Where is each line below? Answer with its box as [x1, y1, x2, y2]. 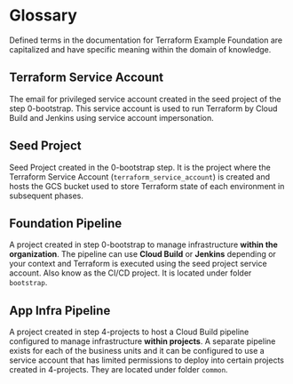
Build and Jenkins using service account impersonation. [9, 112, 215, 123]
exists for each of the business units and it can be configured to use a [9, 346, 265, 356]
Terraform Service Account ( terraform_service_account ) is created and [9, 171, 271, 182]
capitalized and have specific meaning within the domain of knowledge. [9, 44, 272, 54]
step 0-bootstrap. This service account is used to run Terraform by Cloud [9, 103, 278, 114]
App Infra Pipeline [9, 303, 111, 318]
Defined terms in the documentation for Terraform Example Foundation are [9, 35, 282, 45]
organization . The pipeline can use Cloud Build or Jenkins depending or [9, 249, 277, 260]
